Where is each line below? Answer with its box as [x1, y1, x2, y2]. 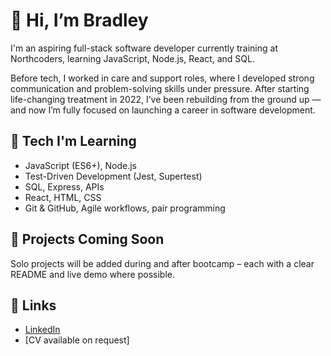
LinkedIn [24, 324, 61, 336]
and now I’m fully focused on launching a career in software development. [10, 104, 316, 116]
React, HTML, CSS [24, 191, 102, 203]
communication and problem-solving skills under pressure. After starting [10, 82, 310, 94]
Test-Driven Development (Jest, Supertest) [24, 170, 203, 182]
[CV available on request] [24, 334, 130, 346]
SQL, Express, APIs [24, 180, 105, 193]
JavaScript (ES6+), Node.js [24, 159, 137, 171]
